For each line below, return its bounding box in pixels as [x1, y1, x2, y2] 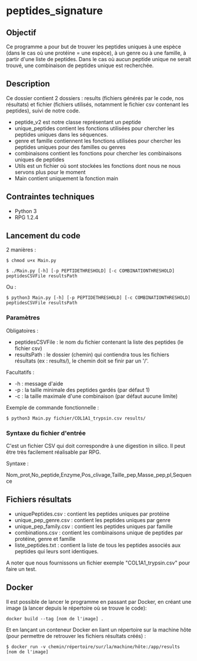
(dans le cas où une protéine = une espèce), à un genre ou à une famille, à [6, 49, 186, 57]
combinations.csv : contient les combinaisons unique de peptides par [14, 529, 183, 536]
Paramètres [6, 314, 40, 322]
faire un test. [6, 565, 37, 572]
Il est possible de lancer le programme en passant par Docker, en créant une [6, 598, 192, 605]
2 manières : [6, 246, 36, 254]
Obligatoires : [6, 327, 39, 334]
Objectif [6, 28, 36, 38]
